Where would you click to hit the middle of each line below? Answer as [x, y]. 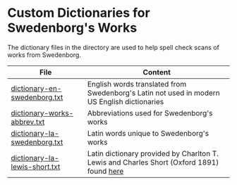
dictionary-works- [42, 113]
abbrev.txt [28, 122]
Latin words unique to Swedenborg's [148, 133]
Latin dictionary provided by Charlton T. [153, 153]
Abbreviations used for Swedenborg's [150, 113]
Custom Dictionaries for [79, 13]
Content [157, 72]
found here [105, 171]
